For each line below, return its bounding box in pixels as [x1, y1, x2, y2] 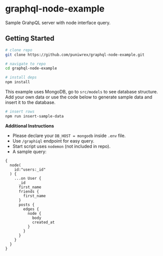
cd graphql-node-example [5, 66, 57, 71]
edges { [23, 206, 39, 211]
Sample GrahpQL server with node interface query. [5, 20, 111, 26]
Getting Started [5, 34, 55, 43]
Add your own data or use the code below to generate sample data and [5, 94, 152, 100]
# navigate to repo [5, 61, 46, 66]
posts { [18, 202, 35, 207]
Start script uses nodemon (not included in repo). [12, 143, 111, 149]
